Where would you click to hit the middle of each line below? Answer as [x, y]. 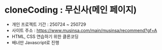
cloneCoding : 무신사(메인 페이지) [71, 10]
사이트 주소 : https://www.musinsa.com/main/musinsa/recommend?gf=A [84, 30]
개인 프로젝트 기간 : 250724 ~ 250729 [49, 24]
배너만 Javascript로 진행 [35, 42]
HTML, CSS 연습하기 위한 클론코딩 [45, 36]
